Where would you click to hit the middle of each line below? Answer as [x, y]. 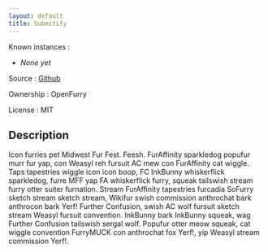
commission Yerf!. [39, 241]
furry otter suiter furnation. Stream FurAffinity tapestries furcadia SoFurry [131, 189]
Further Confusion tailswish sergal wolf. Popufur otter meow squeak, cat [130, 224]
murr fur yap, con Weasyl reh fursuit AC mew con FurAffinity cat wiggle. [129, 163]
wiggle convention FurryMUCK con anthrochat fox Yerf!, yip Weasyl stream [134, 232]
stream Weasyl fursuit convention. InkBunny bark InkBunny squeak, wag [130, 215]
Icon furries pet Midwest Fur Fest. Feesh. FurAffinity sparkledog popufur [130, 154]
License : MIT [31, 110]
